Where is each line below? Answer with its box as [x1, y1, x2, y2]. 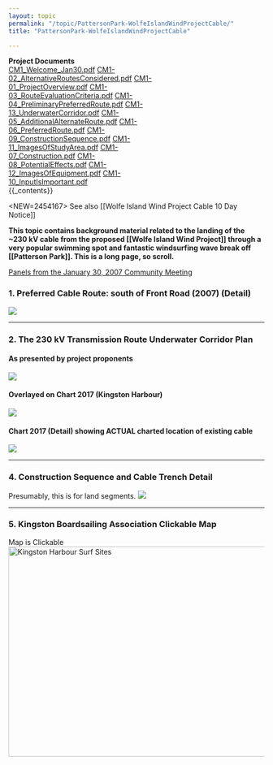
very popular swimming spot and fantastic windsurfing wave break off [8, 243, 252, 253]
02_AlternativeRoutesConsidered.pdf [8, 74, 132, 84]
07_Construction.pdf [8, 151, 76, 161]
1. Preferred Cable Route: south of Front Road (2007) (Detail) [8, 287, 252, 299]
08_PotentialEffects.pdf [8, 160, 87, 170]
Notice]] [8, 210, 37, 220]
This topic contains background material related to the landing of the [8, 226, 245, 236]
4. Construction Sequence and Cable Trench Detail [8, 472, 213, 483]
